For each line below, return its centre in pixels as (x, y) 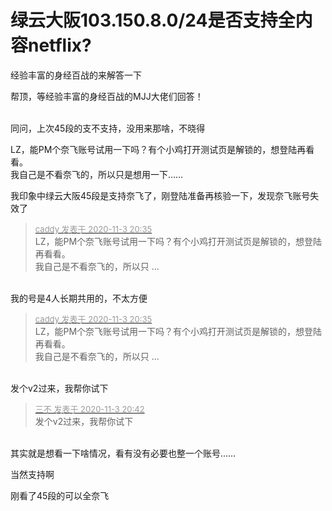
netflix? (60, 45)
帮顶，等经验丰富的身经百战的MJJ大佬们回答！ (107, 96)
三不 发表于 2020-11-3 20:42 (89, 409)
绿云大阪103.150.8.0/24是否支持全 (153, 20)
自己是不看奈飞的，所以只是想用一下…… (101, 174)
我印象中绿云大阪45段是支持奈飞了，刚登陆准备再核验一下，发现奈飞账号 (160, 195)
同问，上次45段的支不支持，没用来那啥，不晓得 (108, 128)
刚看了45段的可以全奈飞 (60, 495)
